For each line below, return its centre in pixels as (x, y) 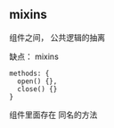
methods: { (29, 73)
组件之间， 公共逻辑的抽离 (57, 37)
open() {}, (37, 81)
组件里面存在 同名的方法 (53, 115)
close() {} (37, 89)
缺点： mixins (34, 56)
